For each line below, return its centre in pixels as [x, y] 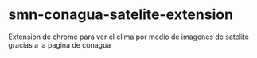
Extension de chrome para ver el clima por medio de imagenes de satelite [128, 37]
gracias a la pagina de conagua [60, 44]
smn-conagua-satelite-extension [121, 15]
